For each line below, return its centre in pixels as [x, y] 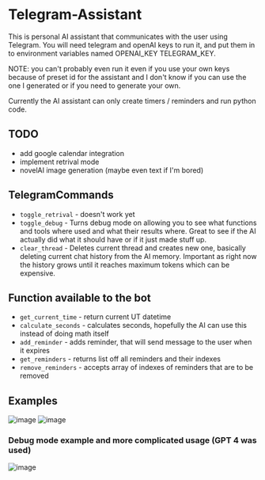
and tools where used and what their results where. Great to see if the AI [138, 230]
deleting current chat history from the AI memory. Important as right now [138, 256]
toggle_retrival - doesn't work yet [78, 214]
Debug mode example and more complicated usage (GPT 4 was [132, 440]
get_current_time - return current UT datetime [95, 317]
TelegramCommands [61, 195]
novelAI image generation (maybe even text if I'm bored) [112, 170]
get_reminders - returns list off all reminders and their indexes [120, 359]
